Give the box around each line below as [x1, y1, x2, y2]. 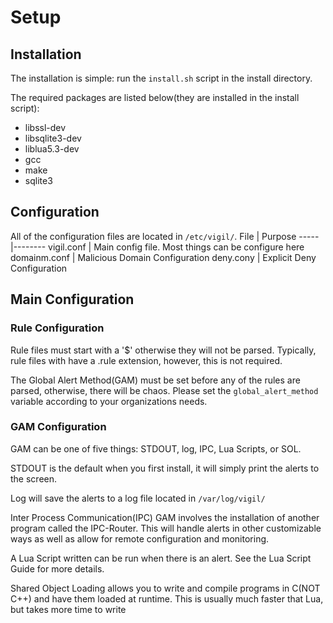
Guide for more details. [10, 562, 105, 575]
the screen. [10, 472, 58, 485]
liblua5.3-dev [24, 143, 80, 155]
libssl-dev [24, 122, 67, 133]
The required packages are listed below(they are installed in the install [10, 92, 300, 103]
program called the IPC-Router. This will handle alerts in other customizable [10, 522, 322, 534]
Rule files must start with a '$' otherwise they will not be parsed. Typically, [10, 344, 317, 356]
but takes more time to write [10, 603, 127, 615]
